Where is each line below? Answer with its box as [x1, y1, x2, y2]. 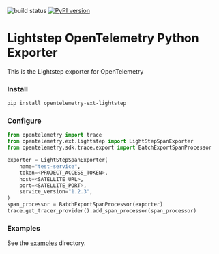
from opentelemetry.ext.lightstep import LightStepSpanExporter [7, 138, 194, 145]
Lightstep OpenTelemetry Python [7, 31, 199, 46]
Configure [7, 116, 42, 126]
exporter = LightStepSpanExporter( [7, 157, 108, 164]
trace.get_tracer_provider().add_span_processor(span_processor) [7, 208, 196, 214]
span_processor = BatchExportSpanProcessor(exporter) [7, 201, 164, 208]
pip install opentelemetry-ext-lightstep [7, 100, 127, 107]
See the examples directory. [7, 239, 87, 247]
